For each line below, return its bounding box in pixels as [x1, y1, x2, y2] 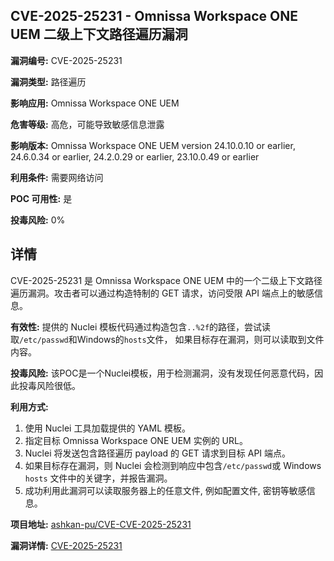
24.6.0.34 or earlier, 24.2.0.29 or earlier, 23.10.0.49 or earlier [10, 150, 260, 163]
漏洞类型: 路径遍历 [10, 75, 87, 88]
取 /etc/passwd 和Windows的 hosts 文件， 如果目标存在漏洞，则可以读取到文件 [10, 333, 325, 345]
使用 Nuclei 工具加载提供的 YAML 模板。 [24, 422, 192, 434]
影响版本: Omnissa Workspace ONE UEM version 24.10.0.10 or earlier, [10, 139, 296, 151]
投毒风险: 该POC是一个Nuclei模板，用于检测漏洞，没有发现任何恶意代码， [10, 367, 315, 379]
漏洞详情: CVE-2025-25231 [10, 539, 123, 551]
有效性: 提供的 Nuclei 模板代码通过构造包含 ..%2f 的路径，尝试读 [10, 320, 272, 333]
